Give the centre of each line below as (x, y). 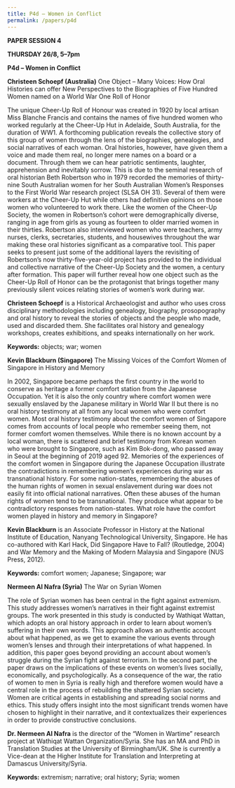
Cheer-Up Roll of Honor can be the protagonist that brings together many (113, 281)
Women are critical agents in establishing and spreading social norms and (114, 697)
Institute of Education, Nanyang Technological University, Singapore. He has (117, 537)
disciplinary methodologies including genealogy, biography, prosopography (116, 310)
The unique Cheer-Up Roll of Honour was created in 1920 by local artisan (113, 110)
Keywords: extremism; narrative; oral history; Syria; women (94, 777)
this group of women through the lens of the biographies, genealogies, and (116, 140)
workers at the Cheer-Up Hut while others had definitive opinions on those (115, 199)
